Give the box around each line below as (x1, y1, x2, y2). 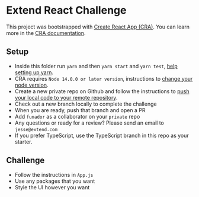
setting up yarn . (14, 69, 53, 76)
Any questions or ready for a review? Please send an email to (14, 119, 164, 126)
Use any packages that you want (14, 177, 95, 185)
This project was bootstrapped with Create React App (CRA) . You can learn (6, 23, 190, 30)
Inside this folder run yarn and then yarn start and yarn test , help (14, 62, 178, 69)
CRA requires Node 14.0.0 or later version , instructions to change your (14, 75, 193, 82)
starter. (14, 138, 33, 145)
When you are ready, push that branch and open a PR (14, 106, 146, 113)
